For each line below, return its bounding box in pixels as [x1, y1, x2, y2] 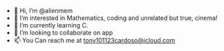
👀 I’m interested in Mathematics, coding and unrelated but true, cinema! [13, 14, 218, 22]
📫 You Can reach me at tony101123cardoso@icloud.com [13, 37, 176, 44]
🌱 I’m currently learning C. [13, 21, 88, 29]
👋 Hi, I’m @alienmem [13, 7, 73, 14]
